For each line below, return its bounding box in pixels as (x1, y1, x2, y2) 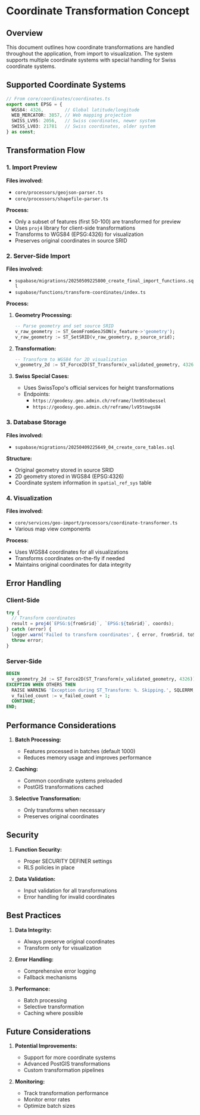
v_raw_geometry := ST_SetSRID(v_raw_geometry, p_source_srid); (14, 334, 176, 340)
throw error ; (11, 637, 44, 643)
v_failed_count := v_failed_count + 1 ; (11, 692, 111, 698)
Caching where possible (23, 1009, 83, 1017)
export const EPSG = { (6, 101, 62, 107)
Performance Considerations (6, 720, 116, 731)
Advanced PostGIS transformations (23, 1060, 111, 1067)
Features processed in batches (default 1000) (23, 747, 136, 754)
